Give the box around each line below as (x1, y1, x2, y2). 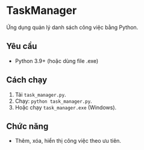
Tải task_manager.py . (14, 91, 66, 98)
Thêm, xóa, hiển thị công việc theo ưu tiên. (14, 137, 122, 145)
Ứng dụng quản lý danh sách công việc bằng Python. (6, 24, 139, 31)
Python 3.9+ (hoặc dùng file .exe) (14, 57, 99, 64)
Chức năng (6, 121, 49, 131)
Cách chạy (6, 75, 48, 85)
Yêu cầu (6, 41, 37, 51)
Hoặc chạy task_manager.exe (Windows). (14, 103, 117, 111)
